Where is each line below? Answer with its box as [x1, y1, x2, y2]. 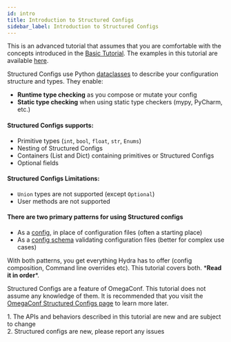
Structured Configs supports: [7, 121, 94, 129]
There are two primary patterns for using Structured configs [7, 213, 184, 221]
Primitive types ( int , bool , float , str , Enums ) [17, 136, 141, 145]
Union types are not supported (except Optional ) [17, 189, 155, 198]
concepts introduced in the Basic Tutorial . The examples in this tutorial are [7, 49, 219, 57]
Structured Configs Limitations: [7, 174, 100, 183]
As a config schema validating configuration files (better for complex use [17, 236, 225, 244]
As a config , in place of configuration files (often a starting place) [17, 228, 203, 236]
